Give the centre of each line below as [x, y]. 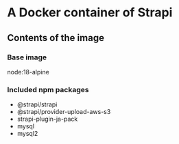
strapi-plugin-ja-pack [47, 119]
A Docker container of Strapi [90, 13]
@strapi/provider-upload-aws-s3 [64, 112]
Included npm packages [48, 89]
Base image [27, 57]
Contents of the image [56, 38]
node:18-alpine [28, 72]
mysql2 [27, 134]
